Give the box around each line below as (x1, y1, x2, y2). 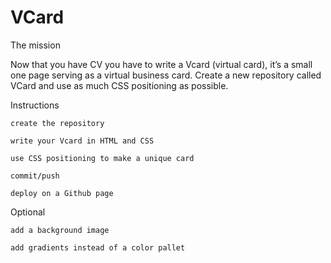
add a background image (10, 225, 110, 235)
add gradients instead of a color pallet (10, 242, 186, 253)
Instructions (10, 99, 60, 111)
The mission (10, 39, 61, 51)
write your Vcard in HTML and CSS (10, 136, 155, 146)
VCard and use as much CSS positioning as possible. (10, 79, 229, 91)
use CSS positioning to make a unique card (10, 153, 195, 163)
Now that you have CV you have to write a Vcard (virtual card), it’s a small (10, 58, 313, 70)
